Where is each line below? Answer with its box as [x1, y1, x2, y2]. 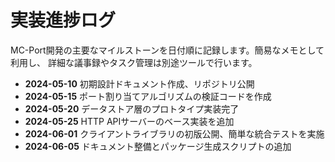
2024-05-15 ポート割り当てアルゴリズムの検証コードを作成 [24, 90, 272, 102]
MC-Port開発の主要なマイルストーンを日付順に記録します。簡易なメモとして [10, 44, 325, 56]
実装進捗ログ [10, 9, 117, 32]
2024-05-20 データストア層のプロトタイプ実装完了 [24, 102, 240, 115]
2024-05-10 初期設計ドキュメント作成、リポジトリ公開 [24, 77, 255, 90]
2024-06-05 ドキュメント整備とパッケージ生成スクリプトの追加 [24, 140, 292, 152]
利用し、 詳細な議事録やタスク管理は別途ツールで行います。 [10, 56, 258, 68]
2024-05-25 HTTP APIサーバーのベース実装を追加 [24, 115, 235, 127]
